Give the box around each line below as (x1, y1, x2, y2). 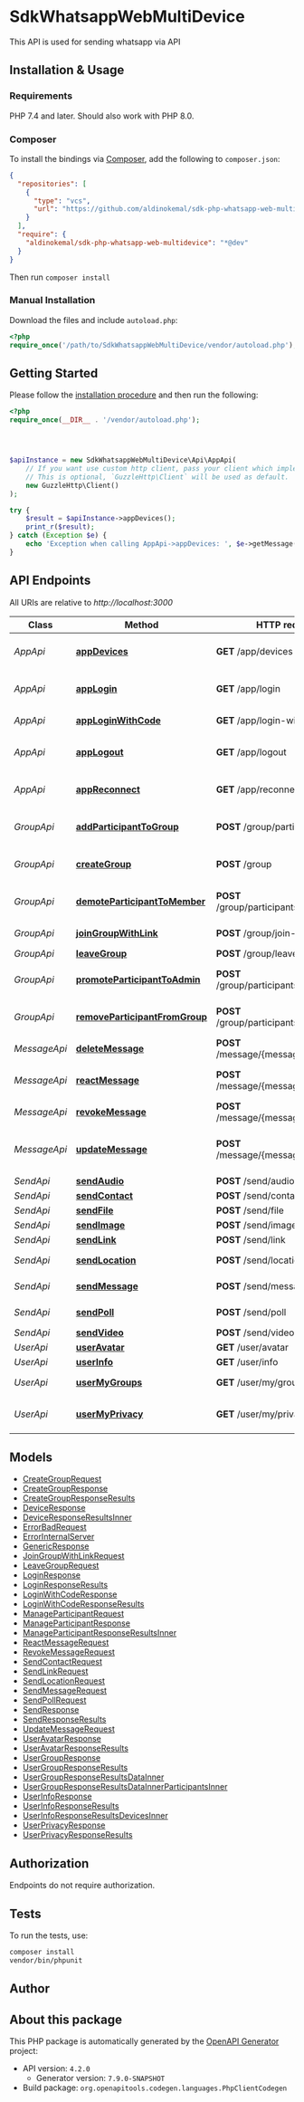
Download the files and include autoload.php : (9, 314, 178, 325)
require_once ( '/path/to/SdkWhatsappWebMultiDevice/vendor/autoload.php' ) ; (9, 340, 298, 349)
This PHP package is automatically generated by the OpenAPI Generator (9, 2035, 280, 2047)
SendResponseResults (22, 1714, 107, 1725)
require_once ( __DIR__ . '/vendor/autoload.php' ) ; (9, 416, 201, 425)
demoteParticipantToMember (75, 894, 206, 907)
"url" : (33, 205, 59, 214)
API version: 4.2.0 (22, 2062, 90, 2074)
